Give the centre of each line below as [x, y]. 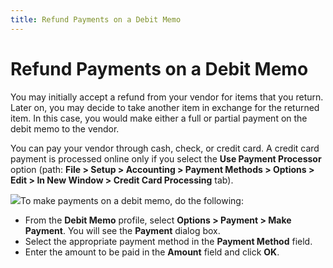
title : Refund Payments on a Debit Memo [96, 19]
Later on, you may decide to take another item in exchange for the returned [165, 107]
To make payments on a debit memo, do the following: [132, 200]
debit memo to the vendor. [65, 128]
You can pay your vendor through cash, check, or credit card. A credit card [165, 148]
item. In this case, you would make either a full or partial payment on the [159, 118]
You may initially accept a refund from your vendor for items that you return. [167, 97]
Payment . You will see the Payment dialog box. [122, 230]
